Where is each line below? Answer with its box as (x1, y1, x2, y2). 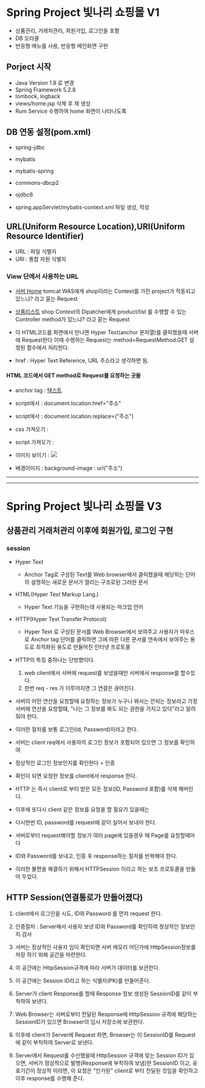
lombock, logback (15, 92, 61, 99)
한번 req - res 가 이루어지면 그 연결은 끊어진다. (24, 684, 136, 691)
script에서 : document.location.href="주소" (15, 399, 121, 406)
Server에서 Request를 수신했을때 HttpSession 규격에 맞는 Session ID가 (15, 1051, 188, 1059)
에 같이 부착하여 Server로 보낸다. (15, 1039, 94, 1046)
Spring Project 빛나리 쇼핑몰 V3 (6, 500, 162, 513)
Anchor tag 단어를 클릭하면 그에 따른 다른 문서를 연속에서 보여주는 (31, 635, 189, 643)
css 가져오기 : (15, 425, 49, 433)
